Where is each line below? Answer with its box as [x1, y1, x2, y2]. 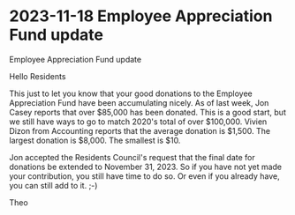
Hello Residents [9, 70, 66, 81]
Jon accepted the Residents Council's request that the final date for [9, 152, 256, 162]
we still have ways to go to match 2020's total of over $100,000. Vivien [9, 116, 268, 127]
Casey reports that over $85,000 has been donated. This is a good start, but [9, 107, 287, 117]
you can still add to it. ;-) [9, 180, 98, 190]
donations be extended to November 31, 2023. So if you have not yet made [9, 161, 283, 172]
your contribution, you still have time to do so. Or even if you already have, [9, 170, 280, 182]
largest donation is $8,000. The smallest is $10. [9, 135, 181, 145]
